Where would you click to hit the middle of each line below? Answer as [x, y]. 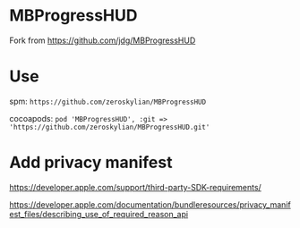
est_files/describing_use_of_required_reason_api [99, 214]
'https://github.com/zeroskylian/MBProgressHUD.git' [110, 127]
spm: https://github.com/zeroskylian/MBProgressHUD [108, 101]
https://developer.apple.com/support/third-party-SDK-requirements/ [135, 187]
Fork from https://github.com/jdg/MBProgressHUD [103, 40]
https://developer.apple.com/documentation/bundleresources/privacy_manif [150, 204]
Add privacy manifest [91, 163]
